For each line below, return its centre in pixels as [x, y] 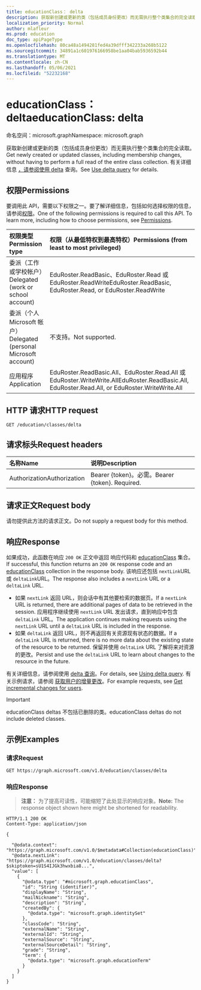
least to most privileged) [86, 248]
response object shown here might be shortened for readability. [99, 808]
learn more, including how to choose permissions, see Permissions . [89, 220]
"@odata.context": [35, 845]
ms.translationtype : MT [36, 56]
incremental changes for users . [45, 688]
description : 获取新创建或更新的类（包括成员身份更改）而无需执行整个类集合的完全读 [99, 17]
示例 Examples [33, 739]
